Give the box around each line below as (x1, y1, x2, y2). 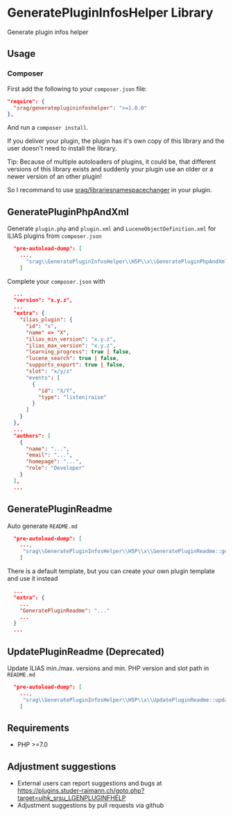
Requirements (7, 722, 69, 733)
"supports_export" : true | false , (25, 362, 126, 368)
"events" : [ (25, 374, 60, 381)
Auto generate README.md (7, 522, 78, 530)
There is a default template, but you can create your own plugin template (7, 567, 215, 575)
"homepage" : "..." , (25, 458, 82, 466)
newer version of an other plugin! (7, 172, 102, 181)
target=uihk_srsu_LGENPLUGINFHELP (17, 794, 126, 802)
